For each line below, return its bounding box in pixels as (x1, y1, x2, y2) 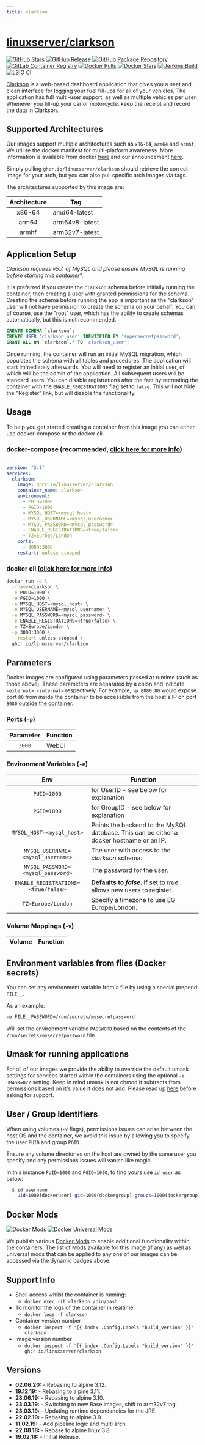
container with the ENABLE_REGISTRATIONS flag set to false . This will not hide (6, 383, 195, 390)
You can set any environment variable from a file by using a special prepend (6, 984, 198, 991)
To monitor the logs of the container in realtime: (15, 1304, 135, 1311)
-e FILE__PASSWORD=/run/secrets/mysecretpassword (6, 1014, 135, 1020)
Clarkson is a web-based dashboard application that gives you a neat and (6, 80, 192, 87)
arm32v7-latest (52, 228, 99, 237)
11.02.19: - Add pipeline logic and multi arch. (15, 1420, 128, 1427)
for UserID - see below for (91, 786, 167, 794)
